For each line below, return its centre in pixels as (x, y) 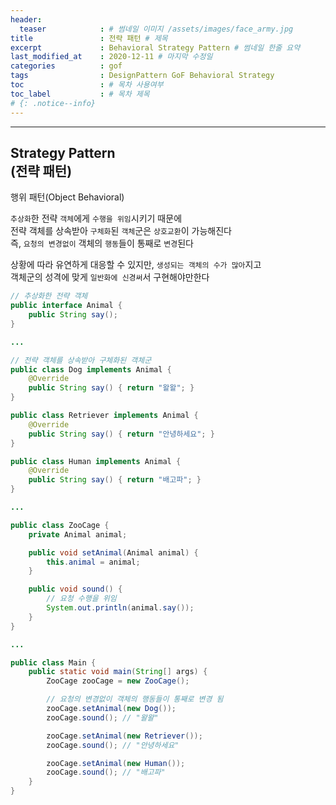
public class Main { (53, 662)
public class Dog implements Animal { (91, 369)
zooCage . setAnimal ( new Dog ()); (111, 709)
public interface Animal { (66, 306)
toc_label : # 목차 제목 (80, 94)
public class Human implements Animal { (96, 461)
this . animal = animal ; (93, 562)
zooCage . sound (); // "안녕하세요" (113, 745)
